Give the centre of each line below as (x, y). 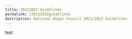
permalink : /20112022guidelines (38, 14)
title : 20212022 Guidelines (34, 10)
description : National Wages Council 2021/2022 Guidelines (66, 19)
